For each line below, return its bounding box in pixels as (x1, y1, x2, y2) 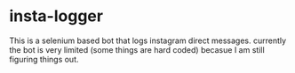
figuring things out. (9, 54, 79, 64)
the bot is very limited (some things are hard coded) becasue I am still (9, 44, 265, 55)
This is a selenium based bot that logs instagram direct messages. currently (9, 35, 287, 46)
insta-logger (9, 6, 104, 26)
